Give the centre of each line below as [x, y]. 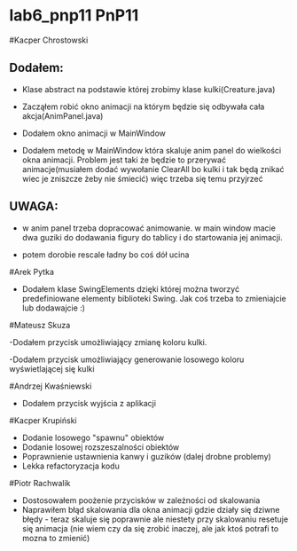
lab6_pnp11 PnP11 [74, 16]
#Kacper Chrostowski [49, 40]
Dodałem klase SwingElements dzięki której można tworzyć [131, 288]
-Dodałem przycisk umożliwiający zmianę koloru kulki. [108, 342]
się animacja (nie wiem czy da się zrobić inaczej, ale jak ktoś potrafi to [150, 528]
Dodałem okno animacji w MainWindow [94, 133]
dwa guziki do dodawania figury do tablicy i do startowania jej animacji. [152, 237]
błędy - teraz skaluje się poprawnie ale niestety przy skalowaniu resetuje [155, 519]
